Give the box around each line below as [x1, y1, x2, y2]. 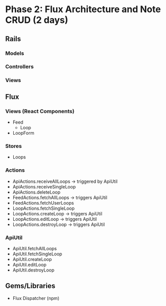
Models [5, 50, 24, 57]
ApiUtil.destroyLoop [12, 267, 55, 273]
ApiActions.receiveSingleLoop [12, 183, 76, 189]
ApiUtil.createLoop [12, 256, 52, 262]
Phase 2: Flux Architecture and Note [5, 4, 161, 15]
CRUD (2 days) [5, 14, 69, 26]
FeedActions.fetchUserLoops [12, 200, 74, 206]
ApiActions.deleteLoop [12, 189, 61, 195]
